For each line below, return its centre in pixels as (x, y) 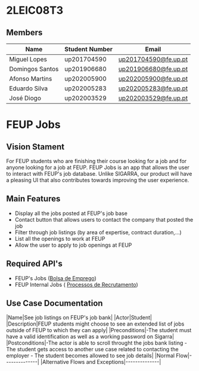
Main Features (33, 199)
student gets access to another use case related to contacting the (98, 349)
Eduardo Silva (29, 88)
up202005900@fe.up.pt (153, 79)
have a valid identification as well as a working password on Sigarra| (90, 337)
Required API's (34, 264)
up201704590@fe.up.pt (153, 59)
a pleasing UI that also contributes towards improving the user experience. (98, 180)
